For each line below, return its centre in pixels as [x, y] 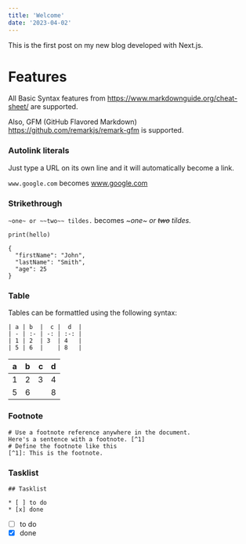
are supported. [54, 107]
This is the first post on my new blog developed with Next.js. [106, 45]
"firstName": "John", [51, 256]
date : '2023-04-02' [40, 23]
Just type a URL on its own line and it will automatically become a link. [121, 168]
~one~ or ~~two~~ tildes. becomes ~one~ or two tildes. [100, 221]
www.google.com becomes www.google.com [78, 183]
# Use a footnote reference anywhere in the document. [99, 433]
